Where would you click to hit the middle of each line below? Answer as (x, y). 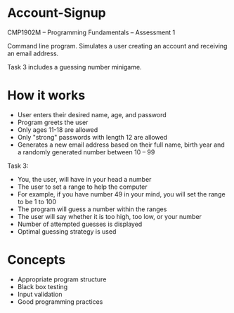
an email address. (33, 53)
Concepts (36, 260)
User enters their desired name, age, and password (92, 114)
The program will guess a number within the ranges (92, 209)
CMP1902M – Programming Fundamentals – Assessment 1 (91, 32)
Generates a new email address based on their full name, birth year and (121, 145)
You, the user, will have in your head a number (84, 179)
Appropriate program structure (62, 279)
